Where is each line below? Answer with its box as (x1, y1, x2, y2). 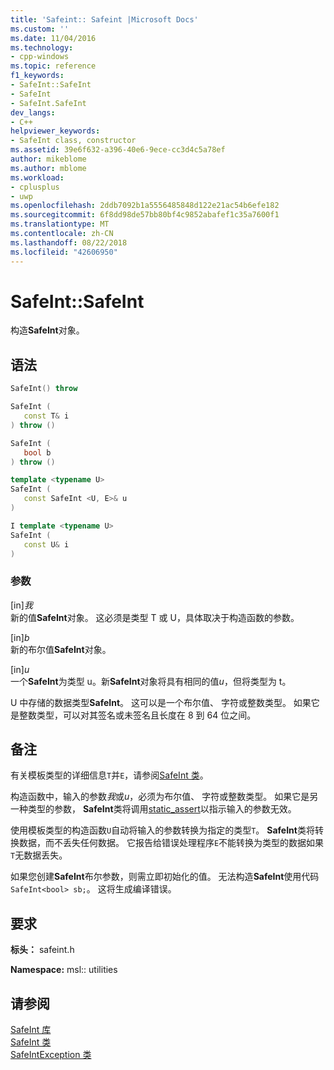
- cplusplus (10, 182, 60, 192)
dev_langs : (10, 107, 56, 118)
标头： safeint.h (10, 944, 75, 956)
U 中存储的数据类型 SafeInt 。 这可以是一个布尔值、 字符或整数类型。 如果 (10, 696, 312, 708)
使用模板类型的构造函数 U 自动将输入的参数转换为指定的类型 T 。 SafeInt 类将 (10, 824, 315, 836)
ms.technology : (10, 42, 74, 53)
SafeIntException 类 (10, 1049, 92, 1061)
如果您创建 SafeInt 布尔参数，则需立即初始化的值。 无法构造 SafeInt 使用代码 (10, 871, 320, 883)
